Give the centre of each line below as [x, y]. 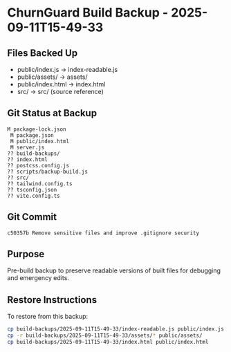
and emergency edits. [38, 278]
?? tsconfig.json [32, 189]
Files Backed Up [43, 53]
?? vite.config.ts [34, 196]
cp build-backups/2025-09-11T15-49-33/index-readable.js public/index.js [116, 329]
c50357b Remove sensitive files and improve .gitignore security [103, 233]
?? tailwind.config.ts [40, 184]
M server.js [27, 147]
